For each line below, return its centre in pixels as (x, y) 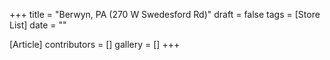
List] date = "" (38, 25)
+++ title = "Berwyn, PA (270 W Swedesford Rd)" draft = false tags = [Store (165, 14)
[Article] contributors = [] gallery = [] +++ (95, 44)
